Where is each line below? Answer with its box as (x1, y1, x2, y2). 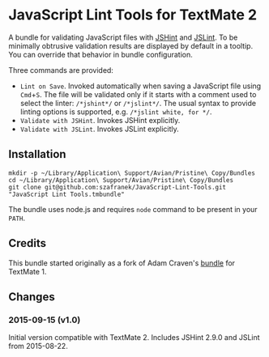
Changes (8, 290, 55, 304)
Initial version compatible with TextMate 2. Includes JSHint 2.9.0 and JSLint (8, 333, 261, 342)
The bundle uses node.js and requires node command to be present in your (8, 204, 258, 214)
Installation (8, 147, 66, 161)
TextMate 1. (8, 266, 47, 276)
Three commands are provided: (8, 65, 113, 74)
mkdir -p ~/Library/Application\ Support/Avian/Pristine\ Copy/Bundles (8, 168, 255, 177)
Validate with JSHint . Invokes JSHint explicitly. (19, 115, 181, 125)
